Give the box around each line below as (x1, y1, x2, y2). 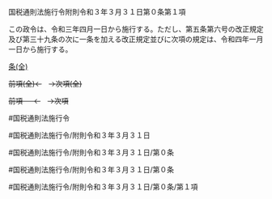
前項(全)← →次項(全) (8, 79, 83, 88)
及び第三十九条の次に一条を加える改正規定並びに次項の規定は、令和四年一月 (8, 35, 264, 44)
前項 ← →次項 (8, 96, 69, 105)
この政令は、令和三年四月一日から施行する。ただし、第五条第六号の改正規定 (8, 24, 264, 34)
